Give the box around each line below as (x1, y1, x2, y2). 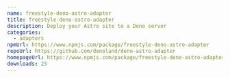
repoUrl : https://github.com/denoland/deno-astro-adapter (7, 48, 176, 55)
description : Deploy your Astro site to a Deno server (7, 22, 167, 29)
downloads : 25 (7, 60, 48, 67)
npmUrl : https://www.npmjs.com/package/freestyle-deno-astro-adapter (7, 41, 210, 48)
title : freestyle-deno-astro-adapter (7, 16, 115, 23)
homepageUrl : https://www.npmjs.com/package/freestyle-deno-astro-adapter (7, 54, 225, 61)
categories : (7, 28, 41, 36)
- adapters (13, 35, 44, 42)
